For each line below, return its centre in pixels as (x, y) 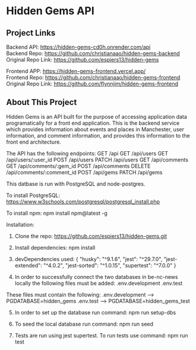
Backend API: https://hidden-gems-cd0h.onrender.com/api (78, 47)
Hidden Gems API (50, 11)
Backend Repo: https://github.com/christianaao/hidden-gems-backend (93, 53)
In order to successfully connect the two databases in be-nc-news (96, 276)
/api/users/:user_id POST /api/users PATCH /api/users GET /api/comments (97, 160)
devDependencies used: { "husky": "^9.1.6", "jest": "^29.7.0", (88, 259)
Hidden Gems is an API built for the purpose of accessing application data (97, 116)
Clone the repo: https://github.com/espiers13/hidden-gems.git (91, 236)
